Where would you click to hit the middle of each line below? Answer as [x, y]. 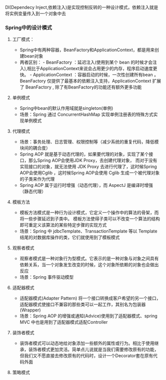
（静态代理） [33, 191]
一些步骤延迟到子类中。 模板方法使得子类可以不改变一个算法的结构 [92, 219]
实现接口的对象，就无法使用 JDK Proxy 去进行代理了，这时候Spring [88, 167]
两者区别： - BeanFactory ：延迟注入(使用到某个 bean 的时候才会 [86, 62]
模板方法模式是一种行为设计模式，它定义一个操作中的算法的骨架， [87, 213]
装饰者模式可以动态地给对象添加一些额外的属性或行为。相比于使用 [87, 343]
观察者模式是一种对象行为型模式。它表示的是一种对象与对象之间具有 [89, 259]
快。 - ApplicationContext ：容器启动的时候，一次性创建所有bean [86, 75]
